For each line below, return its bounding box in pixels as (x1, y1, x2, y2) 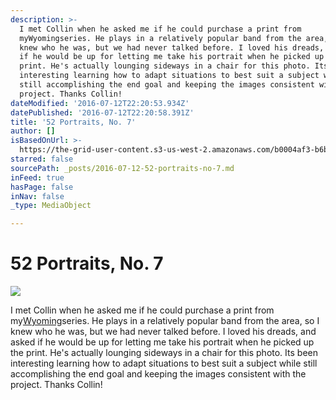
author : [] (10, 126, 56, 136)
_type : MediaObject (10, 201, 92, 211)
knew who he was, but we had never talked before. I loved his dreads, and (10, 326, 317, 338)
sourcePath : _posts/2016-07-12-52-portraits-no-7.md (10, 163, 235, 173)
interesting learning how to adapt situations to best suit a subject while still (10, 357, 318, 370)
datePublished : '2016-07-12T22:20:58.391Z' (10, 107, 195, 118)
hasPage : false (10, 182, 74, 192)
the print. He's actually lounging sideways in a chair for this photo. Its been (10, 347, 318, 359)
